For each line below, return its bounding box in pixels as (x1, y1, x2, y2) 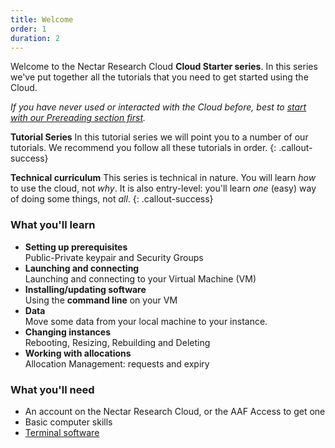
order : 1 (10, 24, 47, 34)
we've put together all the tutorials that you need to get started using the (10, 71, 309, 83)
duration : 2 (10, 33, 60, 43)
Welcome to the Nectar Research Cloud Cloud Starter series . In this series (10, 61, 318, 73)
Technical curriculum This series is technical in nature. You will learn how (10, 172, 317, 184)
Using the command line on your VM (24, 294, 178, 306)
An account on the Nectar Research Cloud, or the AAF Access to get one (24, 405, 326, 417)
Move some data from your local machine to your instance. (24, 315, 268, 327)
